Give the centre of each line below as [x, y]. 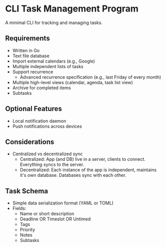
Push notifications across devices [47, 126]
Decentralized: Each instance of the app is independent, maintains [88, 170]
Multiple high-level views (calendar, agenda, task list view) [73, 82]
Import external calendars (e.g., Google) [54, 61]
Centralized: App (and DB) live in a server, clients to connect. [83, 159]
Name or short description [47, 214]
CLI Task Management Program [72, 9]
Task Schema [27, 191]
